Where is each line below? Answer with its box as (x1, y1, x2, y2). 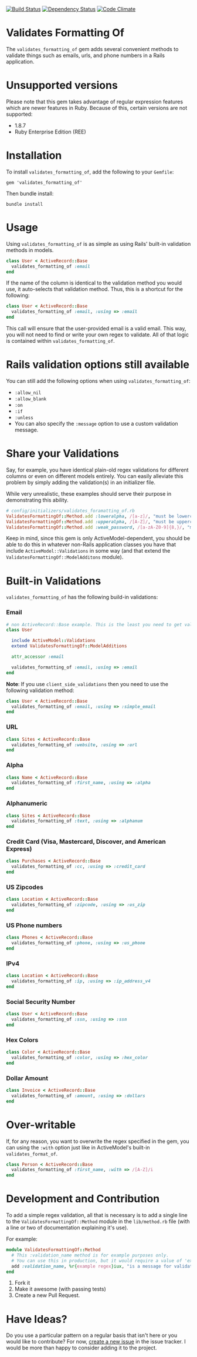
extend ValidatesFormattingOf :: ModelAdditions (11, 643, 127, 649)
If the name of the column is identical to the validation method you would (6, 279, 182, 286)
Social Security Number (6, 997, 76, 1005)
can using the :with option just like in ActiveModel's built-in (6, 1144, 151, 1151)
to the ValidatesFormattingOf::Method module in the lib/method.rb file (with (6, 1218, 190, 1225)
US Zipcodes (6, 883, 44, 891)
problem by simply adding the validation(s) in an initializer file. (6, 479, 155, 486)
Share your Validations (6, 447, 119, 460)
